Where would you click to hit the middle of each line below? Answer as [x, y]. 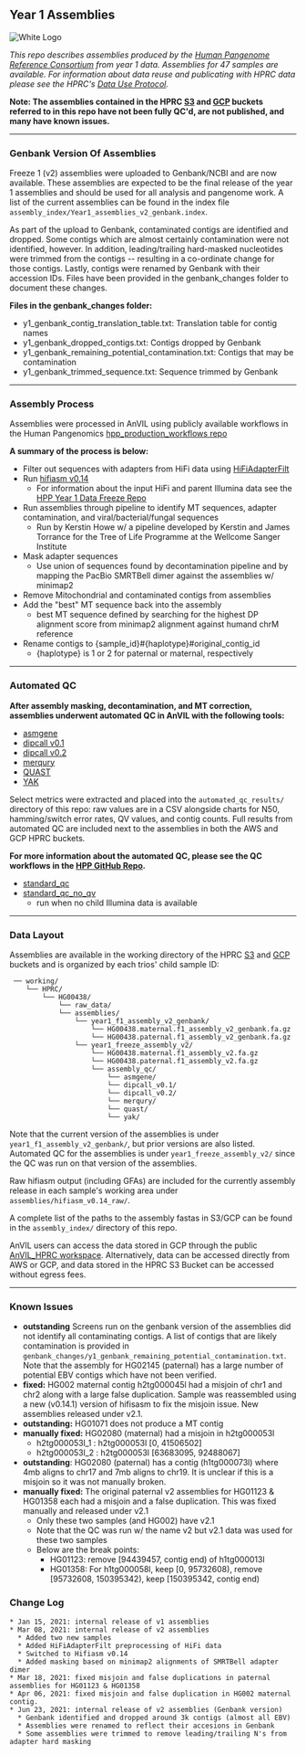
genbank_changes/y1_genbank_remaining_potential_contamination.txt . [154, 1356]
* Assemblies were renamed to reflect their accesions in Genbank [146, 1726]
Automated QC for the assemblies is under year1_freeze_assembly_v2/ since [153, 1153]
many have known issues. [60, 121]
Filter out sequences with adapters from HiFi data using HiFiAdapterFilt [156, 469]
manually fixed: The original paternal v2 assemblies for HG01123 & [148, 1492]
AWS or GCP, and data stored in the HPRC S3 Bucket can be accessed [142, 1265]
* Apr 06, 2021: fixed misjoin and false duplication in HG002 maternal [150, 1694]
